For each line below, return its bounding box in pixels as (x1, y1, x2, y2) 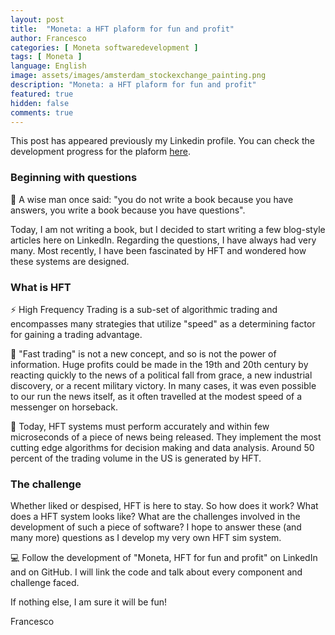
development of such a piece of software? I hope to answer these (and (10, 521, 302, 533)
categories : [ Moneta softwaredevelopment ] (10, 42, 199, 53)
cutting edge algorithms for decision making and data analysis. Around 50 (10, 441, 315, 453)
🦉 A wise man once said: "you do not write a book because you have (10, 193, 294, 205)
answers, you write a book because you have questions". (10, 204, 246, 216)
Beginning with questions (10, 171, 138, 185)
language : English (10, 61, 87, 71)
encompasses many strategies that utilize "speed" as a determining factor (10, 317, 316, 330)
